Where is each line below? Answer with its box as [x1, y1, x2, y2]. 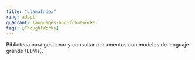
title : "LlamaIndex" [6, 8, 57, 15]
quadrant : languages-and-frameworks [6, 19, 96, 25]
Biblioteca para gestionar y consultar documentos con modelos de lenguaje [6, 41, 189, 48]
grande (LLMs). [6, 48, 43, 55]
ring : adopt [6, 14, 35, 20]
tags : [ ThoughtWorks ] [6, 25, 59, 31]
